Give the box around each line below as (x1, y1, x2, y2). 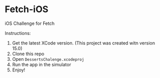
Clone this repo (12, 51, 44, 57)
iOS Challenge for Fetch (5, 20, 55, 26)
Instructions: (5, 30, 31, 36)
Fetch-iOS (5, 4, 49, 15)
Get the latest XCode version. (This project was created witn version (12, 40, 155, 46)
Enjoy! (12, 67, 25, 73)
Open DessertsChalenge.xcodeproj (12, 56, 84, 62)
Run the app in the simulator (12, 61, 72, 67)
